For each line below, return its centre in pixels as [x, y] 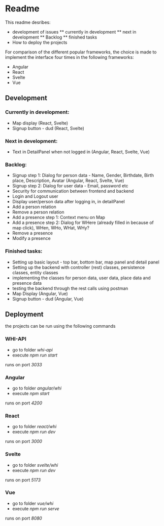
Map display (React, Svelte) [40, 123]
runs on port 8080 [24, 518]
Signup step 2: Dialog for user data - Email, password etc [70, 186]
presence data [27, 283]
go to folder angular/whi [37, 388]
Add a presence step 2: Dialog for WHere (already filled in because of [83, 222]
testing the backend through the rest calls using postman [70, 288]
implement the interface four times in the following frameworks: [69, 57]
